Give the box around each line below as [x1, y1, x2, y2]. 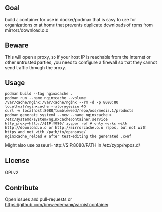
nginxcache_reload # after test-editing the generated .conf [5, 134, 132, 139]
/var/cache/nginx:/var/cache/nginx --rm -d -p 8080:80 [5, 100, 119, 105]
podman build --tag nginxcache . [5, 91, 73, 96]
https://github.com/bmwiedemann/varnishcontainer [5, 202, 108, 208]
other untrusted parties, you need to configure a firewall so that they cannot [5, 59, 157, 65]
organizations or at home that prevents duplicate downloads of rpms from [5, 22, 153, 28]
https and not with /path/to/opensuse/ [5, 130, 86, 135]
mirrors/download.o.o [5, 27, 49, 33]
